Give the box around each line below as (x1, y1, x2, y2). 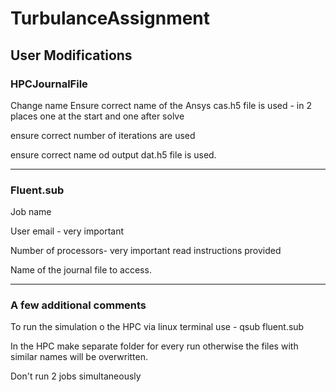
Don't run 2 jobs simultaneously (10, 370, 142, 382)
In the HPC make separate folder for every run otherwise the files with (10, 340, 299, 352)
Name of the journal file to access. (10, 264, 152, 276)
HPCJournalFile (10, 77, 88, 91)
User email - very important (10, 225, 125, 237)
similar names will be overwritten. (10, 351, 149, 363)
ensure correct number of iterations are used (10, 129, 196, 141)
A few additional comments (10, 298, 147, 312)
